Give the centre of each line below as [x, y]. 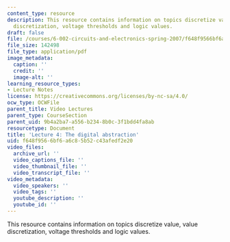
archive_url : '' [36, 154]
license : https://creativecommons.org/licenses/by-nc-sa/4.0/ [98, 97]
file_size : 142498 [33, 45]
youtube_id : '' [35, 205]
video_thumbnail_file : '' [50, 166]
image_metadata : [30, 58]
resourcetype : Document [41, 128]
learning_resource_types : [44, 84]
